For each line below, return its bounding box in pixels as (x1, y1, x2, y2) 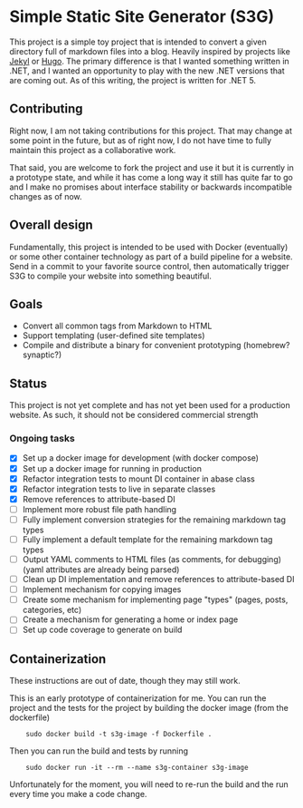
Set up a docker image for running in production (22, 462, 202, 473)
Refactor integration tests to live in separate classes (22, 483, 216, 494)
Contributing (9, 102, 83, 117)
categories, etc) (22, 605, 82, 616)
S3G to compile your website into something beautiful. (9, 270, 213, 281)
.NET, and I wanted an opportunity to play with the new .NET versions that (9, 65, 285, 76)
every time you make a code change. (9, 789, 147, 800)
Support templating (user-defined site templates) (22, 330, 205, 341)
